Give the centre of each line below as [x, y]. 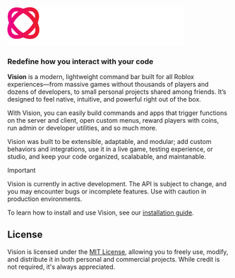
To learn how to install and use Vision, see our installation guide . [101, 213]
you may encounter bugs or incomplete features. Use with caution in [107, 192]
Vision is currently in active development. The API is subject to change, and [117, 184]
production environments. [45, 199]
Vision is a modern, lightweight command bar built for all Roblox [101, 77]
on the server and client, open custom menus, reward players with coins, [113, 121]
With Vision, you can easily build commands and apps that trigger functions [117, 113]
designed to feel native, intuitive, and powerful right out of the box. [104, 99]
